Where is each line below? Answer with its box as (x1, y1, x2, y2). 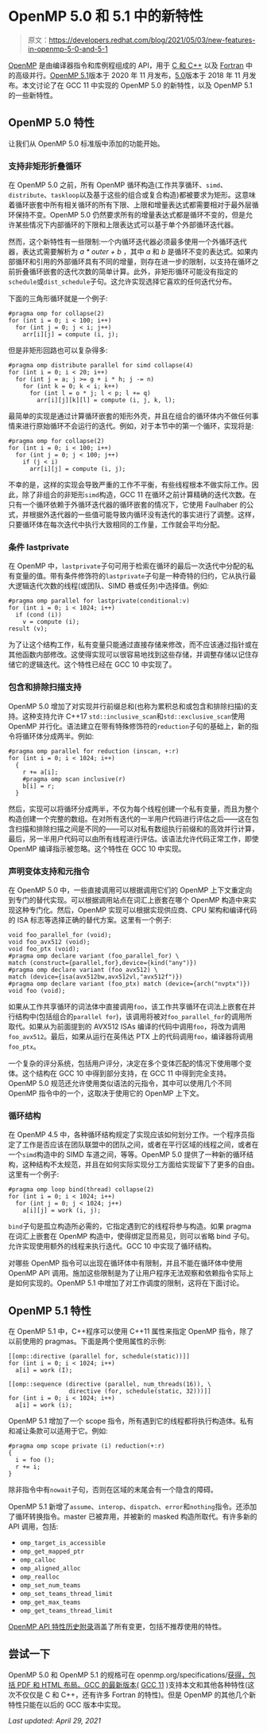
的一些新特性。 (8, 90, 57, 100)
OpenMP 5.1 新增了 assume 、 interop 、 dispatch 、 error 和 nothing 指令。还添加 (8, 1502, 257, 1511)
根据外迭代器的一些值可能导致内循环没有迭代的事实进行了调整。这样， (29, 510, 259, 520)
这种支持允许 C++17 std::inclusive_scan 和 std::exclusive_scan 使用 (21, 711, 246, 721)
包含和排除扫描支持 (8, 682, 82, 693)
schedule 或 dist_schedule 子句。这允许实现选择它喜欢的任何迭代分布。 (8, 276, 237, 287)
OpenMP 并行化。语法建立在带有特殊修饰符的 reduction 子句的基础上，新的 (8, 721, 252, 731)
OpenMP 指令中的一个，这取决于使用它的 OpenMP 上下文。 (8, 1088, 204, 1098)
